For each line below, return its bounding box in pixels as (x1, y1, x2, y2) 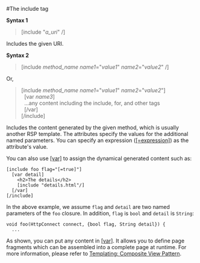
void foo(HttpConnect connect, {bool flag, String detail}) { (6, 221, 166, 227)
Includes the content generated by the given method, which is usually (6, 124, 180, 131)
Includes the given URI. (6, 40, 64, 47)
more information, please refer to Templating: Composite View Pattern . (6, 250, 182, 257)
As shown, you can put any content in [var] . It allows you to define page (6, 237, 185, 244)
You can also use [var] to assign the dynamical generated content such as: (6, 155, 192, 162)
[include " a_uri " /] (20, 28, 66, 36)
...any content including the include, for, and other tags (23, 99, 160, 107)
